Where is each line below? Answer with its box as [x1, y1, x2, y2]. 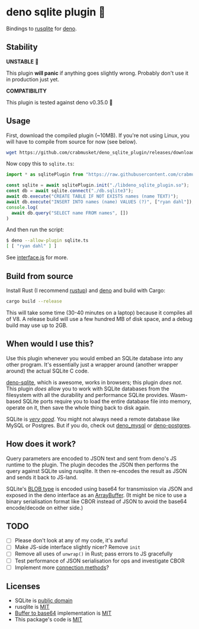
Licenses [6, 582, 40, 592]
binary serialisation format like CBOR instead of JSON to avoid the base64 [6, 498, 187, 505]
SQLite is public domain [14, 597, 73, 604]
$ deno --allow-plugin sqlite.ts [6, 237, 89, 244]
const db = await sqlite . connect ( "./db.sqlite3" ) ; [6, 188, 134, 194]
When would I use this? [6, 339, 94, 349]
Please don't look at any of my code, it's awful [14, 537, 128, 544]
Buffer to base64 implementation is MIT [14, 609, 112, 617]
